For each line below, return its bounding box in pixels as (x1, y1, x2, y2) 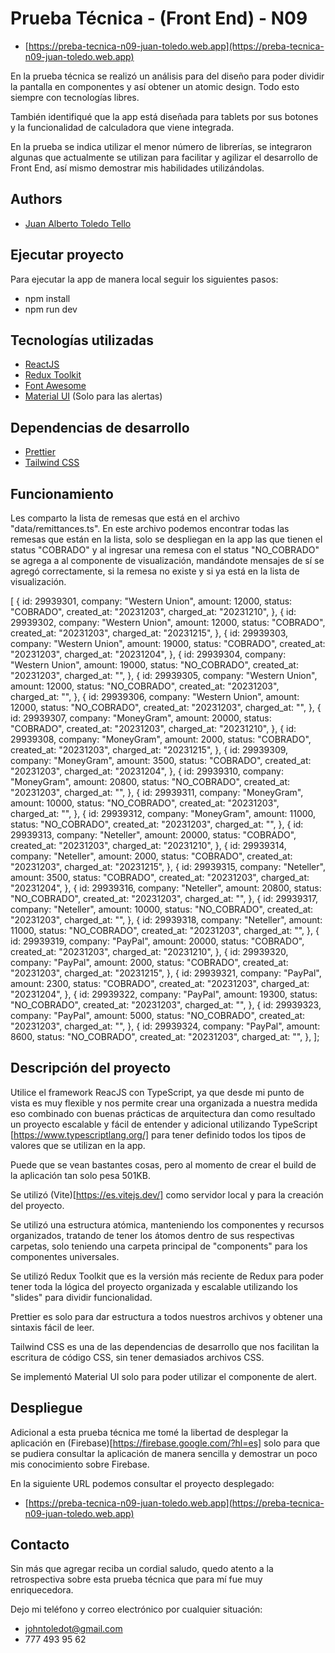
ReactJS (24, 358, 60, 371)
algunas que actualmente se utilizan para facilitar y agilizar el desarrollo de (10, 151, 318, 163)
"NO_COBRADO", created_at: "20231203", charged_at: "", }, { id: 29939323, (10, 999, 322, 1011)
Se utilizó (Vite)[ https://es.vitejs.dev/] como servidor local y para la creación (10, 1188, 324, 1201)
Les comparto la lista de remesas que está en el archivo (10, 512, 240, 524)
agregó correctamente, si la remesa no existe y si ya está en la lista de (10, 565, 300, 577)
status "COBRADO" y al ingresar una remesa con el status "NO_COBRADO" (10, 544, 320, 556)
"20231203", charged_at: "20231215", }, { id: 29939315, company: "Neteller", (10, 861, 326, 872)
